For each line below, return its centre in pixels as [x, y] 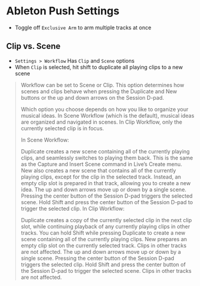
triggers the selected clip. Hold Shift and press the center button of [103, 265]
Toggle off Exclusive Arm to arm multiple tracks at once [83, 27]
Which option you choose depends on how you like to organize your [104, 109]
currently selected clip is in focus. [62, 128]
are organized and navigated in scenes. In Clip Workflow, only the [101, 122]
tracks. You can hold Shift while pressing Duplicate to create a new [103, 233]
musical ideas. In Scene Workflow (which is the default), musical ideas [107, 115]
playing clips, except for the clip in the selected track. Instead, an [101, 177]
